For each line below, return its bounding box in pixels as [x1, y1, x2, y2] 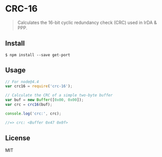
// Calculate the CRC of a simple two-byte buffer [5, 93, 113, 98]
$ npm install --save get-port [5, 52, 70, 57]
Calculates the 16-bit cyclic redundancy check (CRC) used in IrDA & [17, 19, 157, 25]
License [5, 134, 30, 143]
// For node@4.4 [5, 79, 39, 84]
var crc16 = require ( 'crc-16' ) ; [5, 84, 72, 89]
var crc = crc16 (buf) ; [5, 102, 52, 107]
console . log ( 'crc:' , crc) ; [5, 111, 61, 116]
